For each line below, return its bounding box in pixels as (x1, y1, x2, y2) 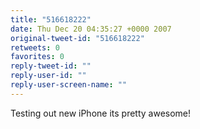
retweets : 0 (10, 42, 60, 53)
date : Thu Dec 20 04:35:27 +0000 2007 (10, 24, 172, 34)
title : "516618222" (10, 14, 92, 25)
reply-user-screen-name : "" (10, 80, 128, 90)
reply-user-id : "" (10, 71, 87, 81)
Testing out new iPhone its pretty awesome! (10, 107, 192, 119)
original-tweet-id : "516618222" (10, 33, 145, 43)
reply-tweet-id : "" (10, 61, 92, 71)
